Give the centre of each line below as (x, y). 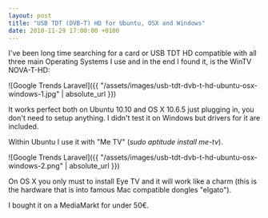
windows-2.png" (36, 166)
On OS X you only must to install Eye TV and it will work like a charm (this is (133, 181)
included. (24, 127)
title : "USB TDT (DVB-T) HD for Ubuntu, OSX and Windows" (107, 23)
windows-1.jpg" (34, 94)
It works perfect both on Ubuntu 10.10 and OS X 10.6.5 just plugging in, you (131, 109)
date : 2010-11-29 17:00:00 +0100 (64, 30)
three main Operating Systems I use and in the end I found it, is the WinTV (130, 61)
